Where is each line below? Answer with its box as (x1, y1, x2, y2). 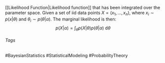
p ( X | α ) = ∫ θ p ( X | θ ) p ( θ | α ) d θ (55, 25, 111, 32)
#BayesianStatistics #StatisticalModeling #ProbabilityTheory (5, 52, 128, 58)
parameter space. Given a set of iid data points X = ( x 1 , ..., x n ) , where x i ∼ (5, 10, 154, 17)
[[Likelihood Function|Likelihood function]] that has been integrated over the (5, 5, 161, 10)
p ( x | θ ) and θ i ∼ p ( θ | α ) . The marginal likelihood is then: (5, 16, 117, 23)
